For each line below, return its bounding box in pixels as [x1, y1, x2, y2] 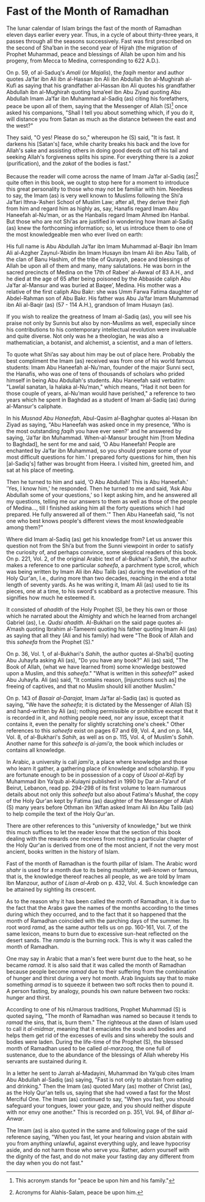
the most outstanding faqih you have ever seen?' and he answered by [6, 428, 182, 435]
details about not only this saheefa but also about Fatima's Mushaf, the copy [6, 791, 199, 798]
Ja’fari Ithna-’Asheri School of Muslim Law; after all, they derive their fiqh [6, 199, 190, 206]
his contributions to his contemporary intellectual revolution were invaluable [6, 326, 197, 334]
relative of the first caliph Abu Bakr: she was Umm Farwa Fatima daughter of [6, 288, 198, 296]
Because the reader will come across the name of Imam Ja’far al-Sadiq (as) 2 [6, 171, 199, 180]
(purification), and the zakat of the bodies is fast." [6, 159, 132, 167]
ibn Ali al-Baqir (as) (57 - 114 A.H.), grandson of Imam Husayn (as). [6, 301, 174, 309]
